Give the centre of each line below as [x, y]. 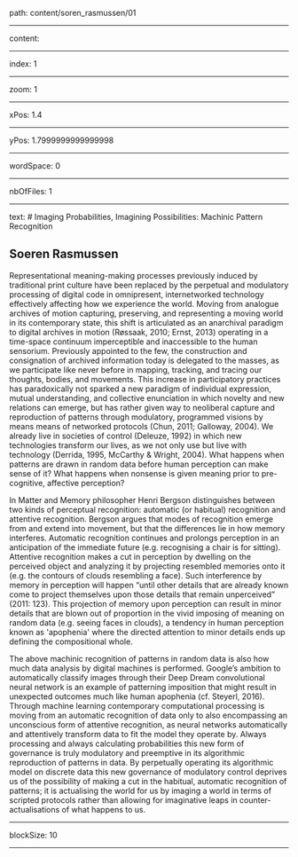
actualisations [35, 809]
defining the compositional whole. [71, 641]
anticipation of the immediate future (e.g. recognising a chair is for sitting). [145, 547]
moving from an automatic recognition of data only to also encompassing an [149, 715]
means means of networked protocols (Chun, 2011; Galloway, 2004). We [141, 426]
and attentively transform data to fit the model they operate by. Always [138, 734]
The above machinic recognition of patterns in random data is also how [139, 658]
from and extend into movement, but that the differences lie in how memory [147, 528]
